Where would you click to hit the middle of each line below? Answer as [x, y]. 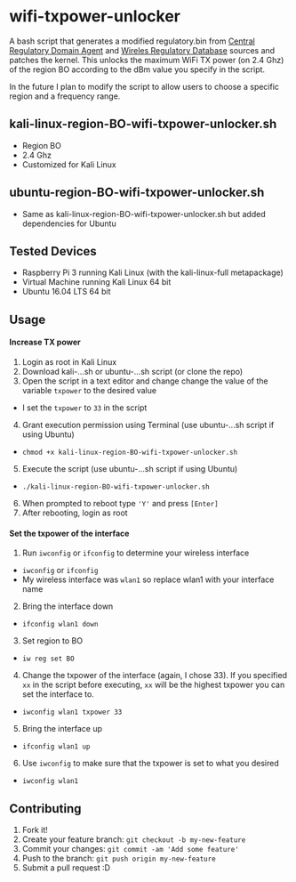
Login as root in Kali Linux [69, 361]
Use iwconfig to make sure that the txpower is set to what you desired [150, 764]
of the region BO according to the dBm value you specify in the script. [137, 69]
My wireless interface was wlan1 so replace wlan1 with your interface [148, 579]
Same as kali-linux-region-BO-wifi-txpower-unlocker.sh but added [144, 214]
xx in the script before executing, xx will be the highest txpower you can [153, 685]
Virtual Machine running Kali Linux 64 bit [96, 282]
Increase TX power [45, 342]
